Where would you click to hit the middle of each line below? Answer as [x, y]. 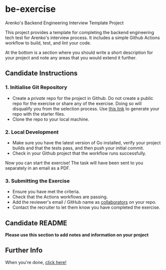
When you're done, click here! [36, 262]
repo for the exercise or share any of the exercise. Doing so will [77, 103]
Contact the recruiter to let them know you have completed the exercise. [86, 207]
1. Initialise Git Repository [36, 88]
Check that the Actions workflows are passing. [60, 197]
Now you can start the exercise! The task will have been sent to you [74, 163]
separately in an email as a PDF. [38, 168]
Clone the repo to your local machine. [51, 119]
